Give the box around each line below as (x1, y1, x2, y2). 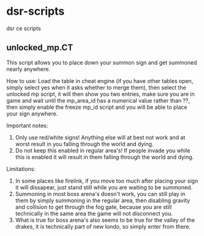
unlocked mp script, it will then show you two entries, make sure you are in (6, 90, 195, 98)
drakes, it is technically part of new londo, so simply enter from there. (15, 222, 191, 230)
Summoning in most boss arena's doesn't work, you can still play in (15, 190, 186, 197)
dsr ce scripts (6, 25, 41, 32)
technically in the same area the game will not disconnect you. (15, 210, 173, 217)
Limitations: (6, 165, 36, 173)
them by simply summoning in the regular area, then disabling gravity (15, 197, 191, 204)
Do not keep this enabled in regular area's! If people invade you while (15, 146, 191, 154)
